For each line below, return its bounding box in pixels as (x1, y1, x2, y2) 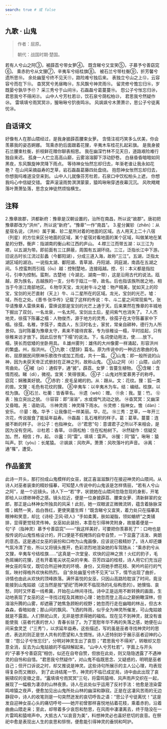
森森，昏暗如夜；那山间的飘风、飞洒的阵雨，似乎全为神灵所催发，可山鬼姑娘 (5, 607, 162, 613)
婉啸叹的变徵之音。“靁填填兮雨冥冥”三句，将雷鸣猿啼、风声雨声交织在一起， (5, 675, 162, 681)
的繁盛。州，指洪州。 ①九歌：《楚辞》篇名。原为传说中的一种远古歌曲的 (5, 346, 154, 352)
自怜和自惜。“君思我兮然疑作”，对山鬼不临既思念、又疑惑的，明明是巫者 (13, 656, 162, 662)
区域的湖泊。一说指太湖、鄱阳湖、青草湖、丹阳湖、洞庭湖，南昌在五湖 (9, 259, 153, 265)
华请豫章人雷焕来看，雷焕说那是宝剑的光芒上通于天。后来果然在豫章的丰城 (5, 303, 158, 309)
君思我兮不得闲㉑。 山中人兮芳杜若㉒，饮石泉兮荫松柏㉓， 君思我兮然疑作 (5, 93, 156, 100)
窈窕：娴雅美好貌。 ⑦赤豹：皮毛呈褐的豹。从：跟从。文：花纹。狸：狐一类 (5, 378, 161, 384)
